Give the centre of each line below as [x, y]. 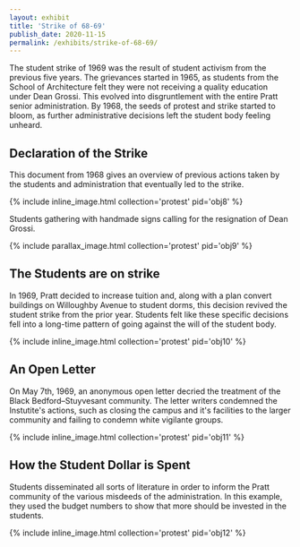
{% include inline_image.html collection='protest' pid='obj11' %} [127, 437]
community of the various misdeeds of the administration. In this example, [146, 496]
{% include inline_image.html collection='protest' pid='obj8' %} [126, 201]
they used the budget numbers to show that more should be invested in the [148, 506]
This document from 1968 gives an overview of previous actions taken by [145, 175]
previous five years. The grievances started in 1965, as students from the [144, 78]
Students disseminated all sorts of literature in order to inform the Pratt [140, 487]
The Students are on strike [85, 274]
